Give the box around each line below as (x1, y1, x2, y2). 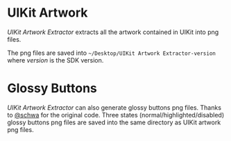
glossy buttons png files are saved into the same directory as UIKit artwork (7, 118, 221, 126)
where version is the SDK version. (7, 56, 104, 64)
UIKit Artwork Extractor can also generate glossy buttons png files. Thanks (7, 103, 222, 112)
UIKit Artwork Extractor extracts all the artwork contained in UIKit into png (7, 28, 219, 36)
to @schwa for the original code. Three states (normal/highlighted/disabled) (7, 110, 224, 119)
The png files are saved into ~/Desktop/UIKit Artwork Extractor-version (7, 49, 216, 57)
